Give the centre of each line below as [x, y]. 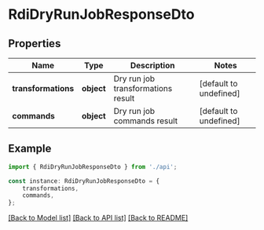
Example [30, 149]
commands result [146, 121]
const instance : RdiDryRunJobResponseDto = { [84, 181]
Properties [35, 44]
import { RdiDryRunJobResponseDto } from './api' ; [93, 166]
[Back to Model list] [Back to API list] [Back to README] [98, 218]
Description [152, 66]
